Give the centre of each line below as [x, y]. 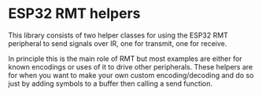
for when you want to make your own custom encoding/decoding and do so [131, 75]
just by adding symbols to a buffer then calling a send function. [111, 84]
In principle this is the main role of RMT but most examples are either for [125, 59]
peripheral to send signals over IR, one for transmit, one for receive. [118, 43]
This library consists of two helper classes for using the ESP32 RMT [118, 35]
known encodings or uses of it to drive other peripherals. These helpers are [131, 66]
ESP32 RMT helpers [74, 14]
